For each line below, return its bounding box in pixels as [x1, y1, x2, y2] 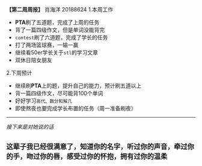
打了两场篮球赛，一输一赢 [14, 42, 79, 48]
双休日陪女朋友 [14, 57, 52, 63]
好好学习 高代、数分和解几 [14, 97, 72, 104]
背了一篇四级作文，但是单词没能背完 [14, 27, 105, 33]
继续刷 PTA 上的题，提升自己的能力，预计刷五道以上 [14, 82, 142, 89]
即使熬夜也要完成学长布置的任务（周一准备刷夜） [14, 105, 136, 112]
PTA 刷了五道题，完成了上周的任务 [14, 19, 100, 26]
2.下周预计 [6, 69, 32, 76]
